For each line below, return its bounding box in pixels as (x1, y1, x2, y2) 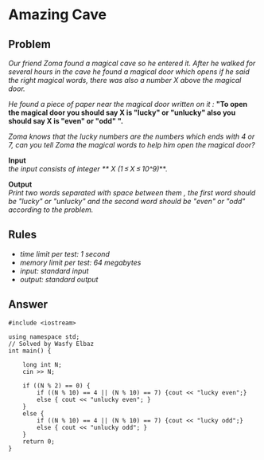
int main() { (8, 347, 52, 355)
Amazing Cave (8, 6, 107, 24)
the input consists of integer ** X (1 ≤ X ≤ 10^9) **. (8, 164, 168, 173)
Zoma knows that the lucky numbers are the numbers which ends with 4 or (8, 132, 255, 141)
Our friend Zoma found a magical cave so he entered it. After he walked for (8, 58, 256, 68)
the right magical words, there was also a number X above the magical (8, 76, 242, 85)
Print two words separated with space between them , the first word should (8, 188, 256, 197)
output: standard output (19, 274, 99, 284)
